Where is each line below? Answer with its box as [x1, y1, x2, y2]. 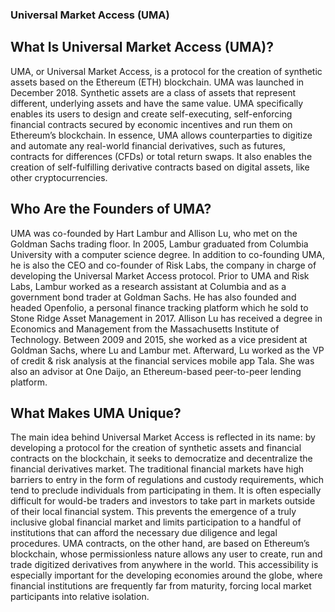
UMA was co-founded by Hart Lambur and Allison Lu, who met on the [10, 227, 298, 239]
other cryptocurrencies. [10, 171, 108, 183]
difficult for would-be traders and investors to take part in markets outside [10, 495, 316, 507]
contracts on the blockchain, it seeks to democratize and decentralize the [10, 453, 313, 465]
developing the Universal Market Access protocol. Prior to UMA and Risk [10, 269, 310, 282]
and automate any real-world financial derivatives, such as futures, [10, 139, 286, 152]
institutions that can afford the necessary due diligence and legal [10, 527, 278, 539]
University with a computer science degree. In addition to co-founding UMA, [10, 248, 326, 260]
